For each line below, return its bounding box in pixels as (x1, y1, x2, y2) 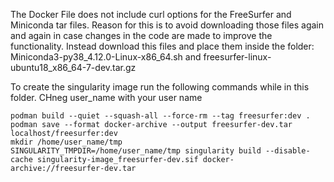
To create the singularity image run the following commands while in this (10, 81, 310, 93)
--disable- (265, 146, 311, 156)
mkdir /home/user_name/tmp (10, 137, 123, 147)
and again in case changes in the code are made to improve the (10, 30, 273, 41)
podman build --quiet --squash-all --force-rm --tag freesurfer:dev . (10, 111, 311, 121)
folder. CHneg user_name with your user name (10, 92, 203, 103)
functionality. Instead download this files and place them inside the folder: (10, 40, 315, 52)
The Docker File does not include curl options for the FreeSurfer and (10, 9, 292, 20)
